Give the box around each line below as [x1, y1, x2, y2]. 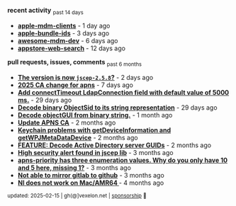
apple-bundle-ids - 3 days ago [17, 28, 110, 38]
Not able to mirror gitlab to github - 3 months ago [17, 171, 164, 179]
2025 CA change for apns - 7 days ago [17, 81, 133, 89]
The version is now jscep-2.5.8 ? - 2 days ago [17, 73, 154, 81]
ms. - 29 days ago [17, 96, 72, 104]
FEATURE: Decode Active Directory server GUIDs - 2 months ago [17, 141, 211, 149]
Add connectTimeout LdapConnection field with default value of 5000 [17, 88, 230, 96]
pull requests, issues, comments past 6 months [7, 57, 142, 68]
